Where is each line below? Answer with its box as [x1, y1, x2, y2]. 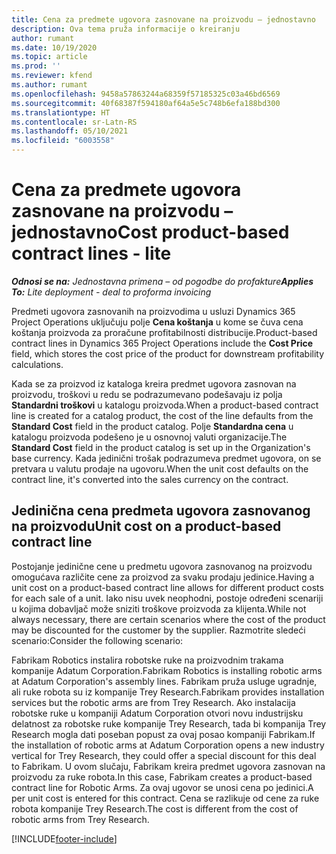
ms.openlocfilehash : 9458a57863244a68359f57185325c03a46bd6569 [11, 89, 281, 99]
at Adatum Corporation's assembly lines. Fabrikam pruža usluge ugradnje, [11, 675, 318, 687]
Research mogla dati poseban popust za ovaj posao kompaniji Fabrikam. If [11, 728, 316, 740]
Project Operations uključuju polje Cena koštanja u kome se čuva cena [11, 316, 304, 328]
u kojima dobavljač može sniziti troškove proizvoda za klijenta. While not [11, 602, 307, 615]
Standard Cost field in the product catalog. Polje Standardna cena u [11, 420, 294, 432]
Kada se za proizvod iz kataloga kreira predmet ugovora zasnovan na [11, 377, 297, 390]
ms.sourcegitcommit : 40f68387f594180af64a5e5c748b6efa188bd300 [11, 98, 281, 108]
